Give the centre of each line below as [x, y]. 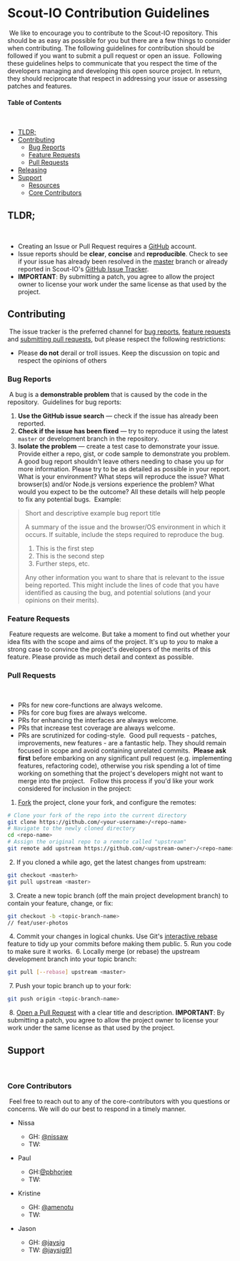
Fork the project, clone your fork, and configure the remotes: [107, 802]
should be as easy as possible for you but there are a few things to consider [119, 40]
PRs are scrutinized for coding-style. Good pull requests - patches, [117, 735]
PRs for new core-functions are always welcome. [90, 705]
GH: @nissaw [48, 1137]
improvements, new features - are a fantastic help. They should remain [122, 743]
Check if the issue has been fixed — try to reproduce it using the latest [123, 431]
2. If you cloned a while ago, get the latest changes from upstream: [108, 862]
